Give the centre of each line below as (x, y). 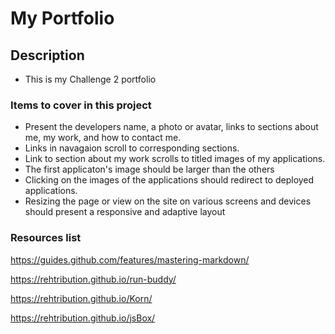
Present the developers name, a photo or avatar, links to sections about (171, 127)
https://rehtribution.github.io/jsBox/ (83, 318)
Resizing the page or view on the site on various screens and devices (168, 201)
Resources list (46, 238)
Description (47, 55)
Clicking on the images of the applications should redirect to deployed (169, 180)
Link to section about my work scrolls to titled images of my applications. (175, 159)
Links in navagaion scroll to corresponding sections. (132, 148)
